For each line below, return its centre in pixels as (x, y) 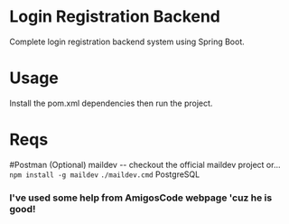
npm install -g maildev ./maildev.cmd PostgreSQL (105, 174)
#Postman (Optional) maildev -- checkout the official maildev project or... (145, 164)
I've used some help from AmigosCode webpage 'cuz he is (141, 198)
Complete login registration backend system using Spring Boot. (127, 42)
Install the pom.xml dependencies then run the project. (111, 103)
